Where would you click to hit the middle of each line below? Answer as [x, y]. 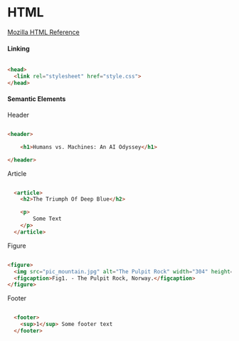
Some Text [47, 219]
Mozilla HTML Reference [44, 32]
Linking [18, 48]
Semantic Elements [37, 99]
